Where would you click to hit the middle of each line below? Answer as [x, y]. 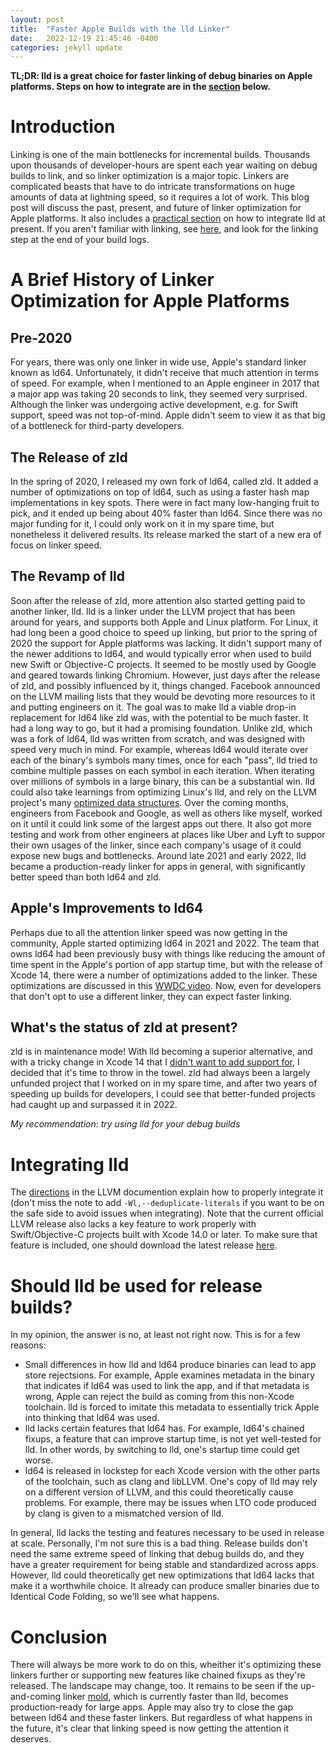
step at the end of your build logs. [80, 240]
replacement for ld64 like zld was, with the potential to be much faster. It [159, 717]
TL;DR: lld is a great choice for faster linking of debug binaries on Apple [161, 76]
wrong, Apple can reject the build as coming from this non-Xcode [159, 1397]
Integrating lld [70, 1164]
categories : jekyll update [66, 47]
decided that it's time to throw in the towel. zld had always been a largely [160, 1073]
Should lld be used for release [136, 1285]
